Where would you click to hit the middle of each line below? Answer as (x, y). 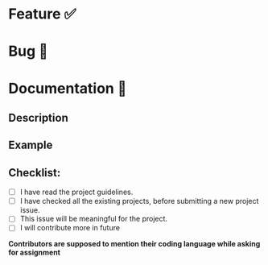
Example (31, 145)
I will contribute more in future (70, 228)
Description (38, 118)
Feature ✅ (42, 14)
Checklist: (35, 173)
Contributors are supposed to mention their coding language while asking (134, 244)
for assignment (34, 253)
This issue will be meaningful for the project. (93, 219)
